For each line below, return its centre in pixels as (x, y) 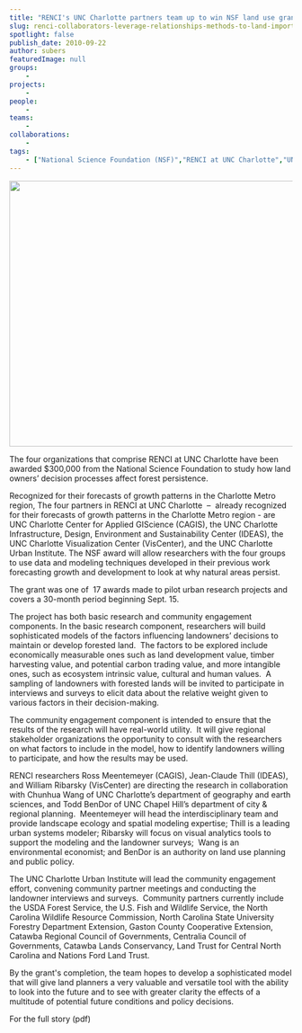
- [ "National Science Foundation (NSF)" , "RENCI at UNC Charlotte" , (154, 160)
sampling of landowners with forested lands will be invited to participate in (147, 683)
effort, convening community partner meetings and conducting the (133, 888)
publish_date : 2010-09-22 (58, 43)
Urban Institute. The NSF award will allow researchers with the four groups (147, 553)
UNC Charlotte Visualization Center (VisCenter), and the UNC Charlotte (141, 543)
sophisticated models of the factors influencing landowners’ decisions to (144, 636)
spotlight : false (42, 34)
